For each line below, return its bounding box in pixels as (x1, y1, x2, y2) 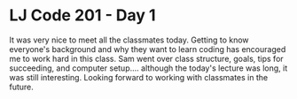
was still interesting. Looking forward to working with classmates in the (9, 72, 269, 82)
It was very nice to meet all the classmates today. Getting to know (9, 34, 250, 45)
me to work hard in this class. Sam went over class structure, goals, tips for (9, 53, 284, 64)
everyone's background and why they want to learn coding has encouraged (9, 43, 286, 54)
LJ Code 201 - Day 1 (9, 5, 157, 26)
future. (9, 81, 34, 92)
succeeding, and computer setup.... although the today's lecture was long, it (9, 63, 288, 73)
